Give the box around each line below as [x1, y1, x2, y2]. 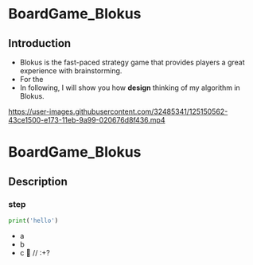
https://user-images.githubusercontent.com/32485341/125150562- [8, 107, 228, 116]
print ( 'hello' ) [8, 216, 59, 224]
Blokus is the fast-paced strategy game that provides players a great [19, 57, 245, 67]
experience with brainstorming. [19, 66, 123, 76]
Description [8, 174, 68, 188]
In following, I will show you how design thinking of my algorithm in [19, 83, 240, 92]
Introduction [8, 37, 72, 50]
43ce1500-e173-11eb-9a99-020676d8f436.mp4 [8, 115, 165, 124]
